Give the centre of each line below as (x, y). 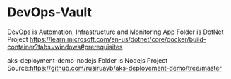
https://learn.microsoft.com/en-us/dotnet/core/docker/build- (118, 39)
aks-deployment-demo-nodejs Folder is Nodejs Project (88, 60)
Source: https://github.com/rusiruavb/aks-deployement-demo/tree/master (115, 68)
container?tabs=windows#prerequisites (65, 47)
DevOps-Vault (50, 12)
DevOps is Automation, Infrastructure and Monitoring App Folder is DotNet (115, 32)
